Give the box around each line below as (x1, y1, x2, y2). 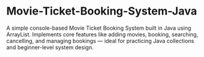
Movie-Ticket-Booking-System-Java (6, 4, 197, 18)
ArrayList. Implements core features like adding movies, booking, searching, (6, 30, 198, 38)
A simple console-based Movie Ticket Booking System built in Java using (6, 24, 192, 32)
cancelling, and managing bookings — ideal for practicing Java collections (6, 37, 194, 44)
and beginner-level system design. (6, 44, 94, 51)
